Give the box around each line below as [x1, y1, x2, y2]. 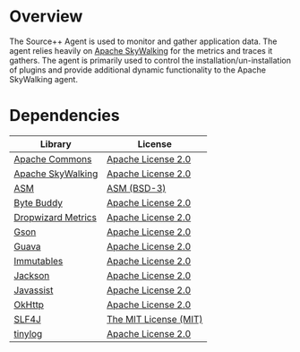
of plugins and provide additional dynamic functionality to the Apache [9, 64, 267, 75]
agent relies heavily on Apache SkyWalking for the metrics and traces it [9, 45, 273, 56]
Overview [9, 6, 83, 27]
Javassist [13, 284, 54, 296]
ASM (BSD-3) [106, 182, 167, 194]
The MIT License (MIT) [106, 313, 203, 325]
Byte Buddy [13, 196, 63, 209]
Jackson [13, 269, 50, 281]
